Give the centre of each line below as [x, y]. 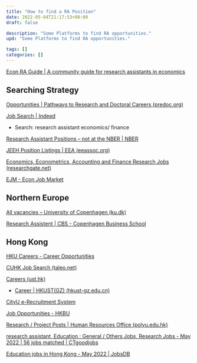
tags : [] [17, 50]
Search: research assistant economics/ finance [72, 127]
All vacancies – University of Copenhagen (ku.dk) [66, 212]
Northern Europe [38, 198]
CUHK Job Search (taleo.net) [42, 268]
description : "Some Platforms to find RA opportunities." [79, 33]
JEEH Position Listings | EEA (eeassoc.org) [58, 150]
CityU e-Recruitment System [41, 302]
